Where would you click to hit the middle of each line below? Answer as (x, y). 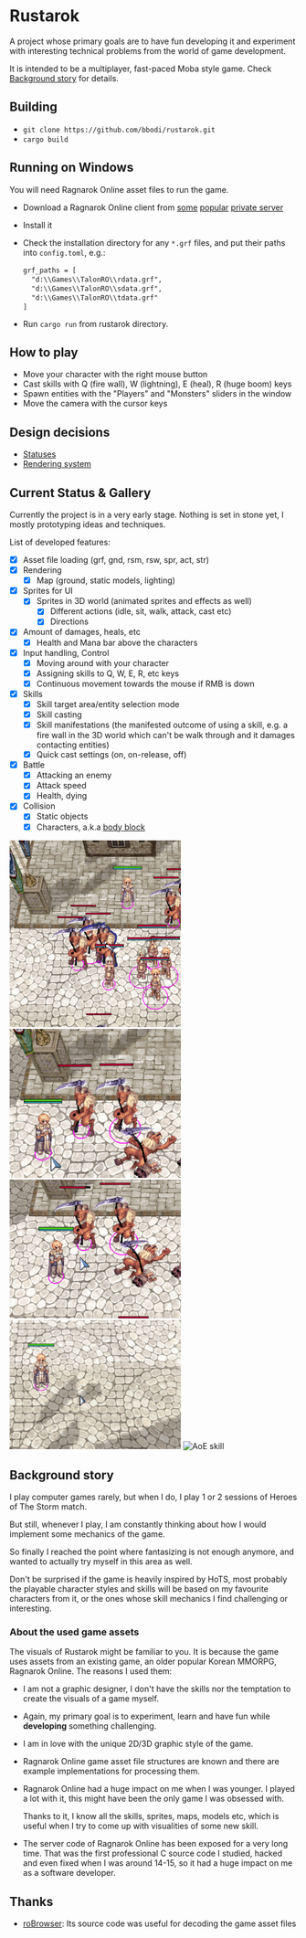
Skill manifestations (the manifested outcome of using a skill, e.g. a (162, 725)
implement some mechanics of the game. (88, 1534)
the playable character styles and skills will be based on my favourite (139, 1589)
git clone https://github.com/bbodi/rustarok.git (119, 130)
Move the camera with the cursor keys (95, 404)
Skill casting (59, 715)
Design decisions (60, 432)
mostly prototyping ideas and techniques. (88, 524)
